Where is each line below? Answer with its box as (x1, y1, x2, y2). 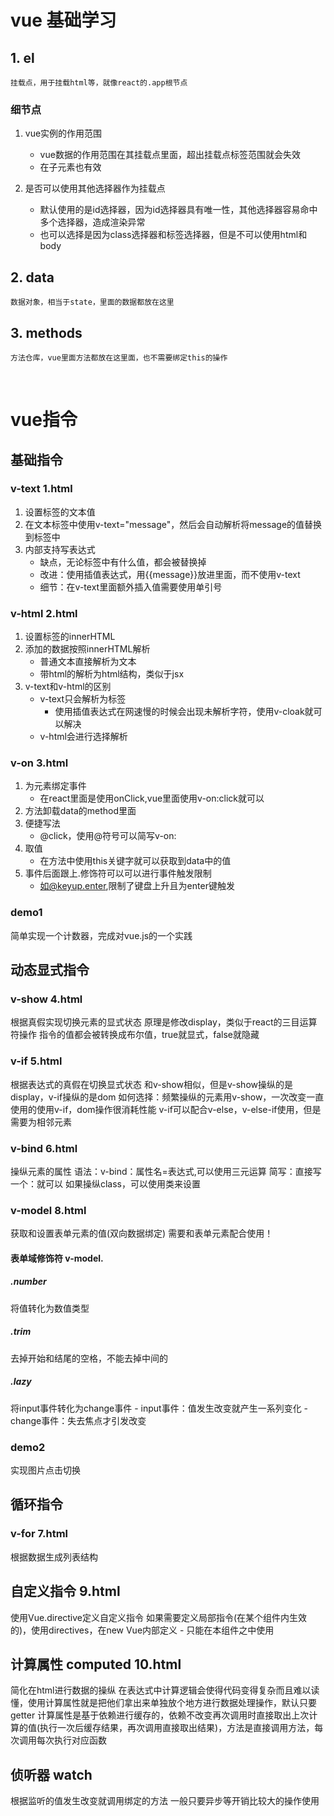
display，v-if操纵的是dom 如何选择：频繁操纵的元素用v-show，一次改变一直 (10, 1091, 325, 1103)
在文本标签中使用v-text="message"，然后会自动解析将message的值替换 (24, 518, 323, 530)
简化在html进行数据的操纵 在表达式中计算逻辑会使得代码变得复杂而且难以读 (10, 1684, 320, 1696)
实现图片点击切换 (10, 1464, 81, 1476)
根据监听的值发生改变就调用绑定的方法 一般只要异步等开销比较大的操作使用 (10, 1795, 320, 1807)
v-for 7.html (10, 1527, 69, 1541)
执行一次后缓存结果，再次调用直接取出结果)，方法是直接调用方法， (39, 1722, 315, 1734)
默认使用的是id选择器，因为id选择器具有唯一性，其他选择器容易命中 (39, 204, 318, 216)
